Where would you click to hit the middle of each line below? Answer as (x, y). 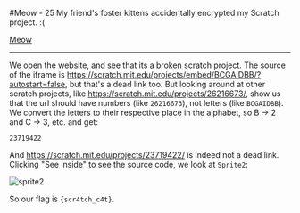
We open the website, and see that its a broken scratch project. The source (147, 65)
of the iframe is (37, 74)
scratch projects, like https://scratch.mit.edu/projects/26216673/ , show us (145, 94)
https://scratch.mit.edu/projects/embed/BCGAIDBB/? (164, 74)
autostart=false (37, 84)
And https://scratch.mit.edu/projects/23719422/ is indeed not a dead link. (144, 155)
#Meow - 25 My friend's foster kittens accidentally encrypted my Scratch (144, 13)
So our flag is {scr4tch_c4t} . (62, 199)
